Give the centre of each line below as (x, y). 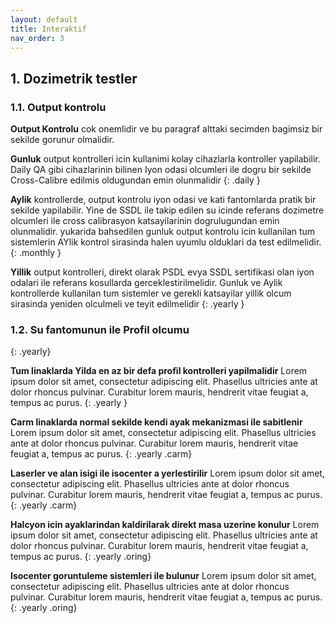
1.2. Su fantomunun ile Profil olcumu (100, 329)
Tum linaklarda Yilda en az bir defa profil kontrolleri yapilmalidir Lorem (159, 371)
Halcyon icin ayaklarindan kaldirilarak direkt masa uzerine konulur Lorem (165, 525)
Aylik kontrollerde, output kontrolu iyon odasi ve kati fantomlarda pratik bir (163, 200)
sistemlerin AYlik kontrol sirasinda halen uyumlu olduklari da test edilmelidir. (166, 242)
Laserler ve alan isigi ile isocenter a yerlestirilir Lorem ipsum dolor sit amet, (167, 473)
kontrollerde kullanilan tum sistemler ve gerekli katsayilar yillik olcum (151, 293)
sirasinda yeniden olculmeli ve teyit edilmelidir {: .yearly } (127, 304)
